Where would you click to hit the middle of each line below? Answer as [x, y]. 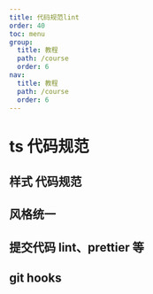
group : [21, 42]
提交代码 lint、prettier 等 [76, 248]
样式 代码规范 [46, 181]
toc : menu [27, 34]
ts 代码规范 [50, 146]
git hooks [35, 279]
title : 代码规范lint [44, 17]
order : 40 [27, 26]
